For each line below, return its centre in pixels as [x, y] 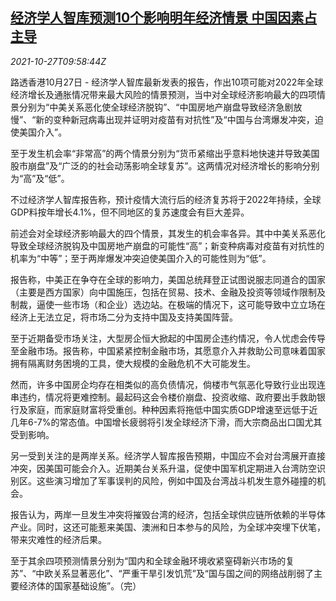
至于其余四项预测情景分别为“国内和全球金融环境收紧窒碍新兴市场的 [148, 560]
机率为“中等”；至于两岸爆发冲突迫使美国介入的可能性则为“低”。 [141, 258]
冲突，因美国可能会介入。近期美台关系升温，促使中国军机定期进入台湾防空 [163, 468]
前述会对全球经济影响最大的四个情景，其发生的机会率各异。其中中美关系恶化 [168, 233]
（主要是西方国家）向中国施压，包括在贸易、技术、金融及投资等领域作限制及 [168, 292]
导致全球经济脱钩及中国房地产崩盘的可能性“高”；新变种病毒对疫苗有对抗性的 [167, 245]
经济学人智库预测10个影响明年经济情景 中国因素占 [164, 18]
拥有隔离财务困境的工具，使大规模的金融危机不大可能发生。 [133, 363]
